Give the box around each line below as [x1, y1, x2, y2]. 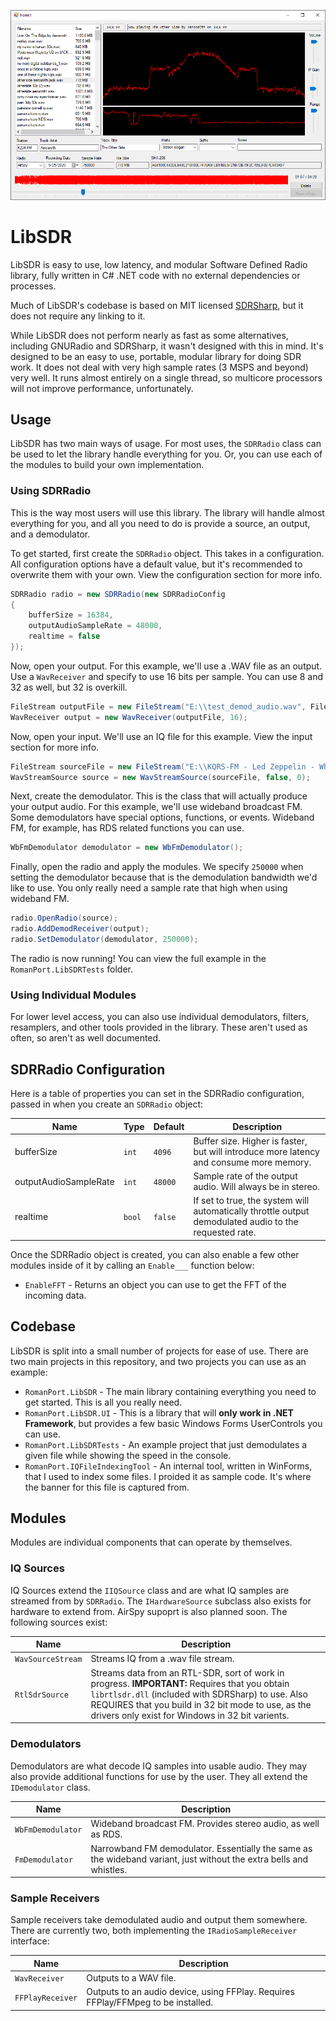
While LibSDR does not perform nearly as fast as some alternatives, [10, 329, 289, 341]
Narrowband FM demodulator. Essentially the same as [90, 1842, 313, 1854]
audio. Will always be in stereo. [193, 1181, 320, 1193]
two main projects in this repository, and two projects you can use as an [10, 1355, 307, 1367]
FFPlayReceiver [14, 1993, 78, 2003]
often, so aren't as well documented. [10, 1032, 162, 1044]
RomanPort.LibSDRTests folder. [10, 963, 134, 975]
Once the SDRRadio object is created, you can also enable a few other [10, 1248, 300, 1260]
